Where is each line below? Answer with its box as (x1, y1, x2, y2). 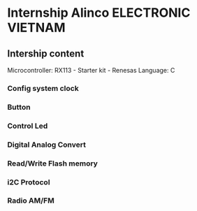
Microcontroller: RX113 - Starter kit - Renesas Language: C (7, 66, 175, 74)
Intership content (7, 48, 85, 59)
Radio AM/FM (7, 196, 54, 205)
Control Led (7, 121, 48, 131)
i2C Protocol (7, 177, 50, 187)
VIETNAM (7, 20, 66, 36)
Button (7, 102, 31, 112)
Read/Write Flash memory (7, 159, 98, 168)
